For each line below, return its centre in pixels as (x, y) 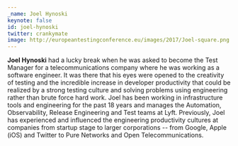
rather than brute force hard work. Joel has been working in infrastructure (115, 98)
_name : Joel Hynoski (38, 14)
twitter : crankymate (38, 34)
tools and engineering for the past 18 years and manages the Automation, (114, 105)
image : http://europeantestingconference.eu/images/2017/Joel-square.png (119, 40)
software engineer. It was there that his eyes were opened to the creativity (116, 75)
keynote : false (30, 20)
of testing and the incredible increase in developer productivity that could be (119, 83)
